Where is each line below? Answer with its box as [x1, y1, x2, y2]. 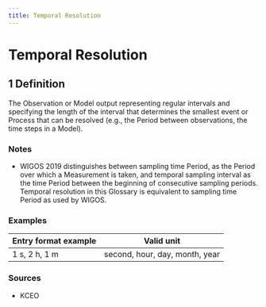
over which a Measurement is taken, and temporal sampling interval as [19, 170, 252, 179]
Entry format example [12, 236, 97, 247]
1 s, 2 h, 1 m [12, 249, 60, 260]
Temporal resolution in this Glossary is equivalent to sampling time [19, 186, 237, 196]
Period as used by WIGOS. [19, 195, 107, 205]
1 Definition [8, 77, 66, 91]
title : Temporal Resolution [8, 11, 102, 20]
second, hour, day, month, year [104, 249, 221, 260]
